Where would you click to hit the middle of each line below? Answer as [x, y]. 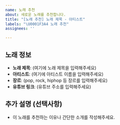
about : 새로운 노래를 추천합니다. [36, 15]
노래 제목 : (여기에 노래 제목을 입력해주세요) [54, 68]
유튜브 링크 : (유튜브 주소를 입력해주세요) [52, 87]
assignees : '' [20, 29]
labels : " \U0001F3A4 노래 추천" [37, 24]
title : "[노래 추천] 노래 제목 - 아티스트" [45, 19]
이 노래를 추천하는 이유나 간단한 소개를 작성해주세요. [64, 117]
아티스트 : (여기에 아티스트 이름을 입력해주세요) [58, 74]
